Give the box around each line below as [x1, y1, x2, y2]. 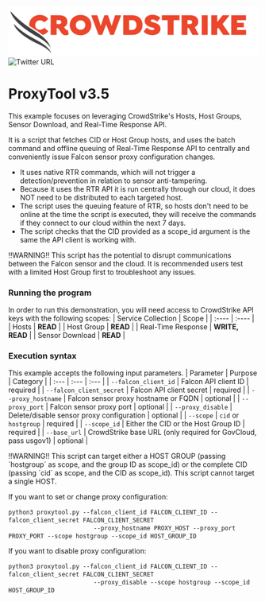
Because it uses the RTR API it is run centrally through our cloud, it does [19, 184, 255, 193]
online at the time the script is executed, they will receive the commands [19, 209, 256, 219]
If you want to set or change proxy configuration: [8, 492, 168, 502]
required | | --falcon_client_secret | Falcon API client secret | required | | [8, 385, 250, 395]
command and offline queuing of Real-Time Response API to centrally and [8, 143, 250, 153]
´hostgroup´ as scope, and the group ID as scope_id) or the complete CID [8, 460, 248, 469]
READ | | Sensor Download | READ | [8, 331, 125, 340]
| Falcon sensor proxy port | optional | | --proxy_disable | [45, 402, 232, 412]
